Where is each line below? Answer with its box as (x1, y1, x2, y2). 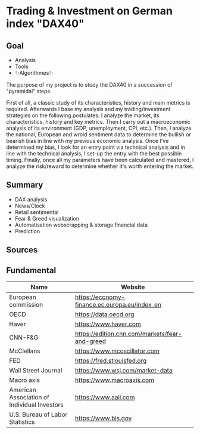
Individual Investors (9, 401, 64, 409)
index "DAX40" (6, 17, 85, 30)
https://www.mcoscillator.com (75, 347, 160, 355)
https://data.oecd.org (75, 310, 135, 319)
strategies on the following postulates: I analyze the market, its (6, 112, 160, 119)
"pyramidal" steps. (6, 88, 52, 94)
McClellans (9, 347, 40, 355)
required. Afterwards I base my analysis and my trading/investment (6, 106, 171, 112)
